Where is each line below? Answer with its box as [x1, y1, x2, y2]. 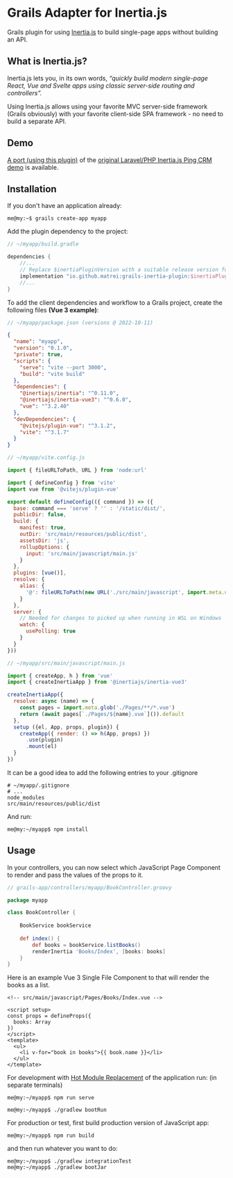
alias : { [19, 582, 45, 589]
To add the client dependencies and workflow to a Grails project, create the [7, 298, 223, 307]
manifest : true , [19, 524, 67, 532]
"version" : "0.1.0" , [13, 344, 73, 352]
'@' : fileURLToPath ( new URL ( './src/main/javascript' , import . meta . [25, 589, 225, 596]
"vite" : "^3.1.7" [19, 429, 70, 436]
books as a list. [7, 981, 51, 989]
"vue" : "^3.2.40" [19, 403, 70, 410]
